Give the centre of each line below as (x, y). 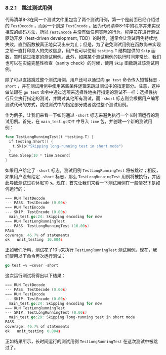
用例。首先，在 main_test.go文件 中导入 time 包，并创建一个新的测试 (79, 121)
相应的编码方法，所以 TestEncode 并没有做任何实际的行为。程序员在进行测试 (82, 32)
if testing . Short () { (31, 142)
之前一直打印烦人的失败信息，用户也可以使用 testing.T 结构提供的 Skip (78, 51)
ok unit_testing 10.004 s (34, 240)
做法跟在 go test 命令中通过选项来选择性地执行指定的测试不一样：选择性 (79, 92)
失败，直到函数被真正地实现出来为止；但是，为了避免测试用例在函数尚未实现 (83, 44)
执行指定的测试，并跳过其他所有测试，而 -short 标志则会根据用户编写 (89, 98)
